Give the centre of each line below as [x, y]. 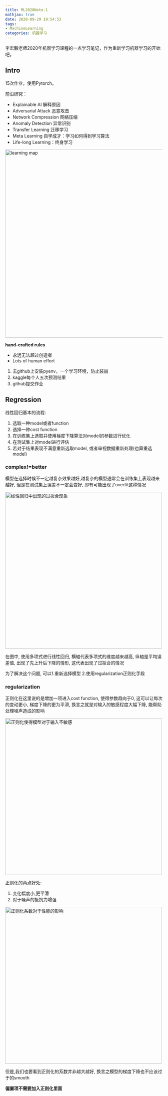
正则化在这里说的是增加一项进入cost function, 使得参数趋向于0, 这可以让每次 [84, 699]
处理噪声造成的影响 [25, 711]
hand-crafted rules [25, 345]
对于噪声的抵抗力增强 [34, 900]
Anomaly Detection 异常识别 [41, 123]
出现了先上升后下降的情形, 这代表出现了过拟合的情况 [70, 662]
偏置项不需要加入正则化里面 [34, 1088]
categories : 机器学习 [26, 33]
